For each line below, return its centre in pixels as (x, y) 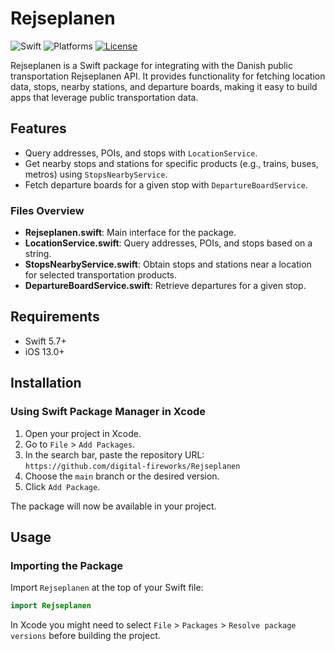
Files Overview (47, 210)
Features (38, 128)
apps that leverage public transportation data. (104, 97)
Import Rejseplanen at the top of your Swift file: (107, 588)
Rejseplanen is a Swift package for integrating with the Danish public (151, 65)
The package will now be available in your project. (113, 506)
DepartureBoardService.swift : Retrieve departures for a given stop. (165, 286)
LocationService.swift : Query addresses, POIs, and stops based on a (168, 243)
